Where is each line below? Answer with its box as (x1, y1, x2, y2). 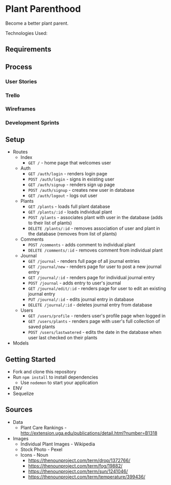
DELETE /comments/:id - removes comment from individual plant (28, 247, 163, 254)
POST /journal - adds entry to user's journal (28, 280, 121, 286)
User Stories (5, 78, 37, 85)
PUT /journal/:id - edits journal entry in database (28, 296, 135, 302)
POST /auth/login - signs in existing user (28, 176, 115, 183)
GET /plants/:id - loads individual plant (28, 209, 112, 215)
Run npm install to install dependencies (12, 374, 99, 381)
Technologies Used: (5, 30, 48, 36)
